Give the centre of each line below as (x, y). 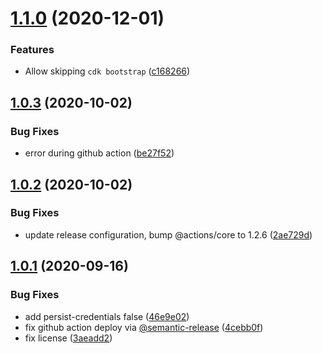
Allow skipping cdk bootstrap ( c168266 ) (107, 71)
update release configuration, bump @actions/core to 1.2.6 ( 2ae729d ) (168, 234)
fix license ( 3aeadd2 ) (68, 338)
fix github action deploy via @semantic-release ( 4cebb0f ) (144, 327)
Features (32, 50)
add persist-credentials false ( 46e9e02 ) (107, 316)
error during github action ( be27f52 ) (99, 153)
